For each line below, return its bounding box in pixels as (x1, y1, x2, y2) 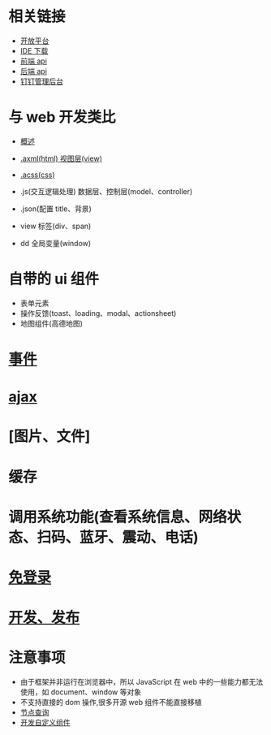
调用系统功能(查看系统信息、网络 (8, 508, 227, 526)
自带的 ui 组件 (8, 270, 100, 288)
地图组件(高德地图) (19, 318, 84, 328)
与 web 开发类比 (8, 108, 116, 127)
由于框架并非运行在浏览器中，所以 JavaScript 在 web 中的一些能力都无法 (19, 677, 264, 687)
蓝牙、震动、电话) (80, 528, 199, 547)
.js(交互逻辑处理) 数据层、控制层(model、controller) (19, 186, 193, 196)
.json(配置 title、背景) (19, 204, 92, 214)
